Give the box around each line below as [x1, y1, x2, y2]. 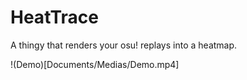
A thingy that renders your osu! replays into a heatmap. [10, 39, 238, 51]
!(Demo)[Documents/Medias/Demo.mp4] [10, 58, 180, 70]
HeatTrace [10, 6, 99, 29]
